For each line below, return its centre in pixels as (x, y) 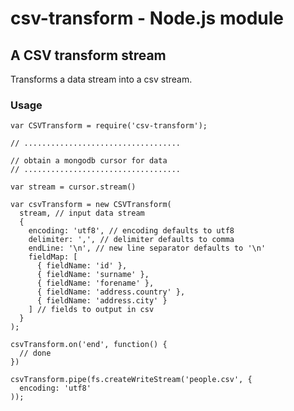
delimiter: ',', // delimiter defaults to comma (131, 240)
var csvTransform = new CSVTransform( (91, 205)
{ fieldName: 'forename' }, (95, 283)
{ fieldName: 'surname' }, (93, 275)
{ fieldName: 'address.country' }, (111, 292)
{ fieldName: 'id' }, (82, 266)
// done (35, 353)
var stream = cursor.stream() (73, 187)
